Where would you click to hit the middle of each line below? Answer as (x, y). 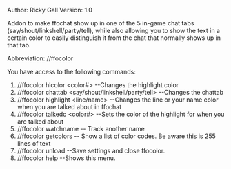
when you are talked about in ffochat (69, 107)
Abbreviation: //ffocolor (40, 58)
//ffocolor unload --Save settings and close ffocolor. (91, 151)
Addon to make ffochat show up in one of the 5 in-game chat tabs (101, 23)
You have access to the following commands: (71, 72)
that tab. (19, 45)
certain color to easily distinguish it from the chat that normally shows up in (114, 38)
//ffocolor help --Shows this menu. (66, 158)
